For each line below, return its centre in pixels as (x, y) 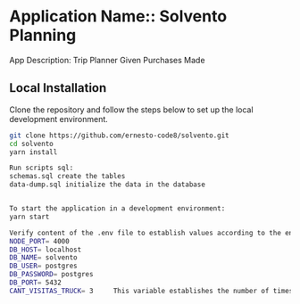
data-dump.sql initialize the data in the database (107, 185)
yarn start (29, 217)
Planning (43, 35)
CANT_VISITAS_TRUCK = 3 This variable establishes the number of (139, 291)
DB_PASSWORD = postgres (51, 275)
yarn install (33, 152)
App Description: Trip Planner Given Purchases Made (107, 60)
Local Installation (58, 88)
